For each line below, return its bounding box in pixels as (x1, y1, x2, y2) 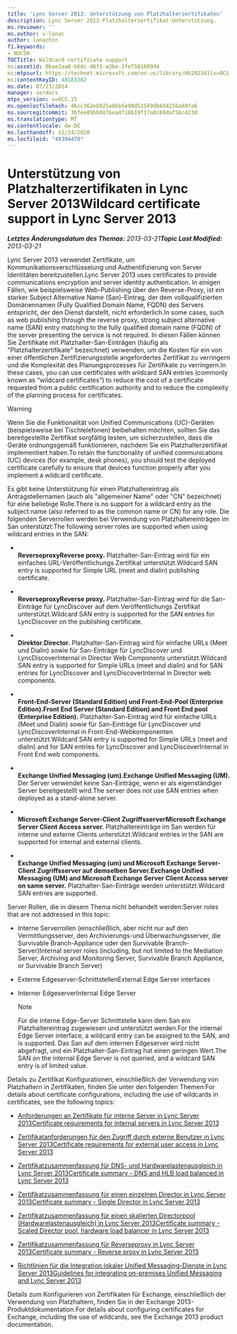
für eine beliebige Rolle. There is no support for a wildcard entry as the (7, 500, 212, 508)
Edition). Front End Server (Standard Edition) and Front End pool (17, 705, 208, 713)
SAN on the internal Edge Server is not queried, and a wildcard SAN (17, 1054, 216, 1062)
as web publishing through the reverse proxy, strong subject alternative (7, 316, 216, 324)
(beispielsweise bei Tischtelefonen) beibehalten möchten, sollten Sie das (7, 426, 221, 435)
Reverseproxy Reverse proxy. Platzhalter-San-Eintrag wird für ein (17, 551, 210, 560)
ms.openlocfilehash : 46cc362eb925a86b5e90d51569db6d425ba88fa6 (7, 103, 198, 110)
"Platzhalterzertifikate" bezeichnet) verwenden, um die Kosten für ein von (7, 346, 223, 355)
